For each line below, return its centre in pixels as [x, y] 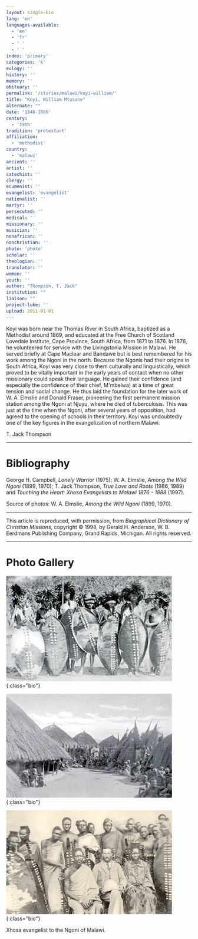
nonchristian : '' [27, 243]
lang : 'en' [19, 19]
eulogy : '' [19, 68]
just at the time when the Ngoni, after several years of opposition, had [91, 410]
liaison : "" [21, 299]
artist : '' [19, 168]
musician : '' [22, 230]
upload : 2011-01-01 [30, 311]
